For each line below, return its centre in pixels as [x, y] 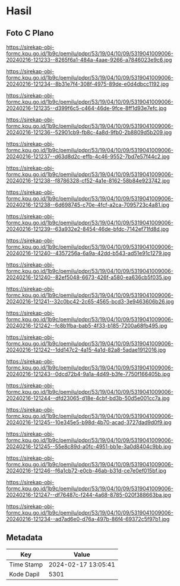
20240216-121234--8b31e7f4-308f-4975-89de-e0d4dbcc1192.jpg [88, 84]
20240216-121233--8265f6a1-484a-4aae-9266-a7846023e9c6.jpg [89, 60]
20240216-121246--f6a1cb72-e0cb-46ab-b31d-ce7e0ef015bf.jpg [86, 471]
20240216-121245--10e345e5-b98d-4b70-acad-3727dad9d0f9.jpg [89, 422]
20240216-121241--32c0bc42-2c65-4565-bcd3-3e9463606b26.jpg [90, 301]
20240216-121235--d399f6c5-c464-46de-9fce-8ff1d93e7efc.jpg [86, 108]
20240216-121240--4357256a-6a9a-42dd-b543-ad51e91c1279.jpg [89, 253]
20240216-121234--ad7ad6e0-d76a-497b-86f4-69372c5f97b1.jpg [88, 519]
